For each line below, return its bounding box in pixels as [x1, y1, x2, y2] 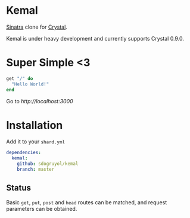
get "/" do [6, 75, 33, 81]
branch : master [17, 167, 55, 173]
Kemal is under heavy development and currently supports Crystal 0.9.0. [6, 35, 185, 42]
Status [6, 183, 32, 193]
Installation [6, 118, 63, 132]
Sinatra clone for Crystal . [6, 23, 67, 30]
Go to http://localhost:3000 [6, 97, 73, 105]
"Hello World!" [11, 81, 49, 87]
